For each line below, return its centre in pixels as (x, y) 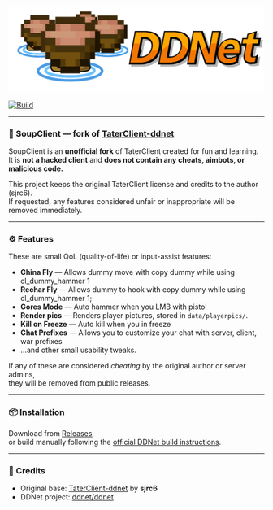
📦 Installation (37, 412)
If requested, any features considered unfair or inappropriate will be (122, 202)
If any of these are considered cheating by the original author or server (127, 366)
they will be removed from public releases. (80, 383)
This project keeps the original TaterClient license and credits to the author (133, 185)
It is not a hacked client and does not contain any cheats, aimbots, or (127, 160)
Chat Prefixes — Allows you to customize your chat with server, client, (139, 333)
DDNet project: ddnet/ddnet (67, 497)
